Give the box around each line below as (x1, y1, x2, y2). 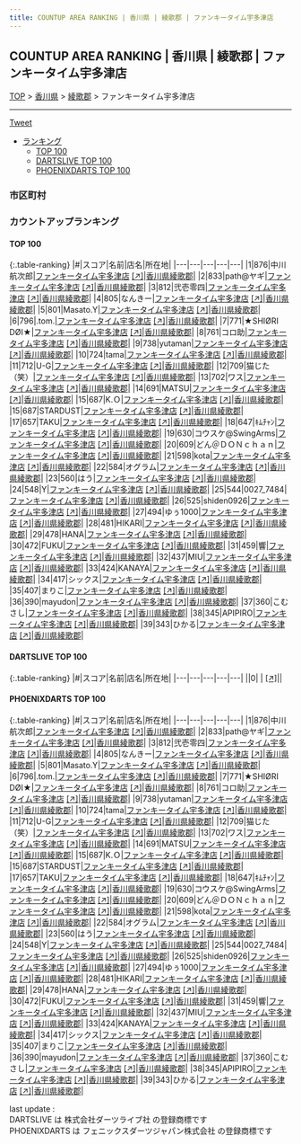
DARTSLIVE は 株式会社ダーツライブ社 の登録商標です (9, 1113, 208, 1124)
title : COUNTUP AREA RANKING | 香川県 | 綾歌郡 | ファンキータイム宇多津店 (9, 13, 274, 22)
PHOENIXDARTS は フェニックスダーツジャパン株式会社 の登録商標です (9, 1125, 273, 1136)
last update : (9, 1103, 56, 1114)
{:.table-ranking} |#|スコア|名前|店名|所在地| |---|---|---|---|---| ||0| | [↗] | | (9, 672, 283, 683)
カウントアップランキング (9, 216, 119, 228)
